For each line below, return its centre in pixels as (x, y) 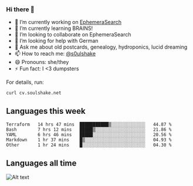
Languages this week (46, 111)
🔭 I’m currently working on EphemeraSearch (68, 22)
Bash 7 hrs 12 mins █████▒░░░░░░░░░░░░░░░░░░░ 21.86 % (89, 130)
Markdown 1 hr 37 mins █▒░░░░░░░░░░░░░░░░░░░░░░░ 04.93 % (89, 140)
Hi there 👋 (21, 9)
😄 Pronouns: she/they (42, 62)
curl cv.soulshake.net (34, 93)
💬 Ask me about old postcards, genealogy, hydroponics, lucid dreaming (101, 47)
